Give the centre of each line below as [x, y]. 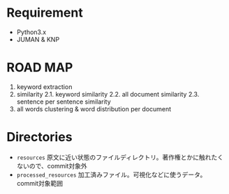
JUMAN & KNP [38, 39]
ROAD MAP [40, 68]
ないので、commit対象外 [52, 165]
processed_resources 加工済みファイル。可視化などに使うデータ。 [111, 175]
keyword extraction [44, 87]
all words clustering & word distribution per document [94, 108]
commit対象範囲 [40, 183]
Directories [39, 137]
